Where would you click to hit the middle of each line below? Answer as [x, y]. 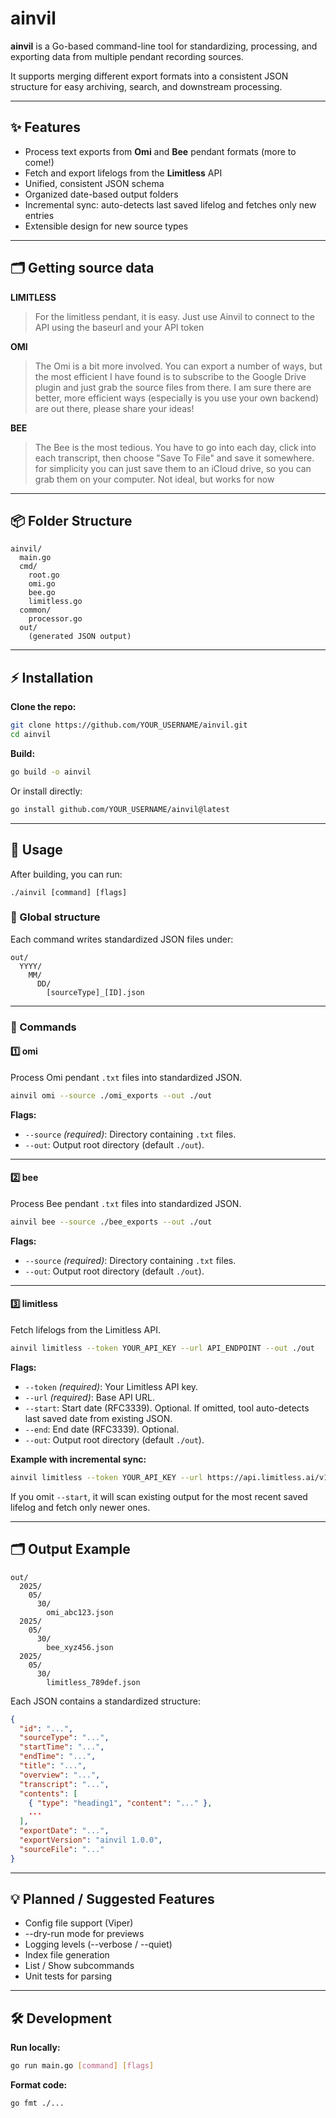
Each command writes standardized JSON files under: [122, 939]
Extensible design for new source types [106, 226]
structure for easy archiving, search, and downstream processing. [146, 86]
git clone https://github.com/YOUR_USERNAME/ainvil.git [129, 725]
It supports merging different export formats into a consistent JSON [149, 76]
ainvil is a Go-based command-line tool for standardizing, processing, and [164, 46]
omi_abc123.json [80, 1612]
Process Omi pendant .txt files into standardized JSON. [126, 1077]
